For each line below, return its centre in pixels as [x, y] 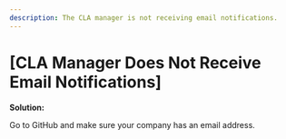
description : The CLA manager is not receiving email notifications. [144, 18]
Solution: [27, 107]
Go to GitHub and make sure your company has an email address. [133, 124]
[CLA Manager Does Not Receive [135, 62]
